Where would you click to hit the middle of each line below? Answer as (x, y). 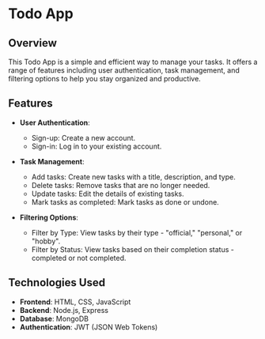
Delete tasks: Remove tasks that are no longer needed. (121, 185)
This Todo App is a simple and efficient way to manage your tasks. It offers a (133, 62)
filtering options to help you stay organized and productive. (105, 79)
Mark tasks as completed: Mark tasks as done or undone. (125, 202)
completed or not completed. (79, 258)
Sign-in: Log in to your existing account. (97, 146)
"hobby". (46, 241)
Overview (33, 43)
